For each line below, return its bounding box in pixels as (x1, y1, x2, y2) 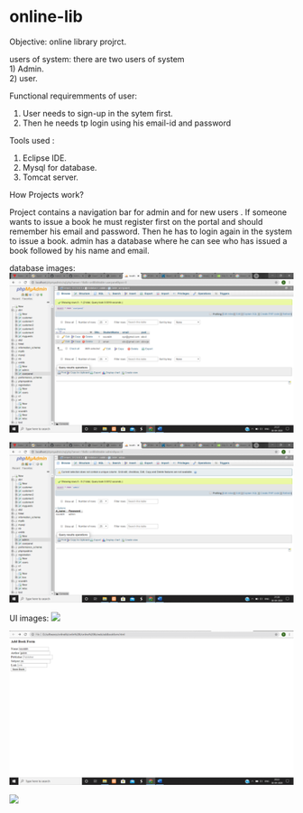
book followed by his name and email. (9, 245, 151, 256)
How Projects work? (9, 189, 84, 200)
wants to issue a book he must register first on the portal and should (9, 216, 263, 227)
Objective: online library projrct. (9, 36, 127, 47)
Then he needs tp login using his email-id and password (22, 117, 232, 128)
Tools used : (9, 135, 55, 145)
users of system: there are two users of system (9, 53, 185, 64)
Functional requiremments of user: (9, 90, 138, 101)
